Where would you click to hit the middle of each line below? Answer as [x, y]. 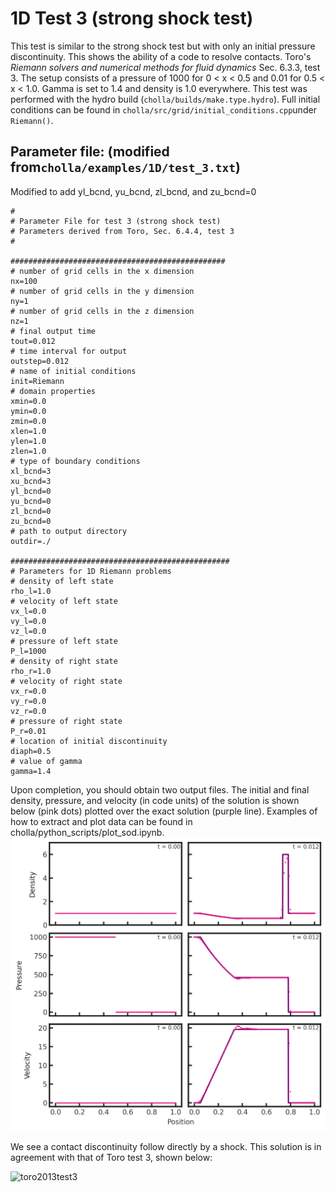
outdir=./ [31, 541]
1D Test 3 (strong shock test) [132, 18]
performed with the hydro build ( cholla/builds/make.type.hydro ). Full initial [165, 99]
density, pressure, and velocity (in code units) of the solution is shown [155, 800]
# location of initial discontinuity [89, 741]
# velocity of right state [66, 681]
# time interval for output [69, 351]
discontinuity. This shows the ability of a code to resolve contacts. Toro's [161, 56]
